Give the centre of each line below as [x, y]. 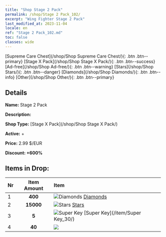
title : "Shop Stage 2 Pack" [34, 10]
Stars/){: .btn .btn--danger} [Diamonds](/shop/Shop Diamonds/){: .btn [76, 72]
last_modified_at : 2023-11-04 [36, 24]
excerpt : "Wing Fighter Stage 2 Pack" [45, 19]
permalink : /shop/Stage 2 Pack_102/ [43, 14]
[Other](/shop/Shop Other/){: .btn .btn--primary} [65, 77]
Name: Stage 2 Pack [26, 105]
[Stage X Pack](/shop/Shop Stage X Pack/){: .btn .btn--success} [90, 61]
